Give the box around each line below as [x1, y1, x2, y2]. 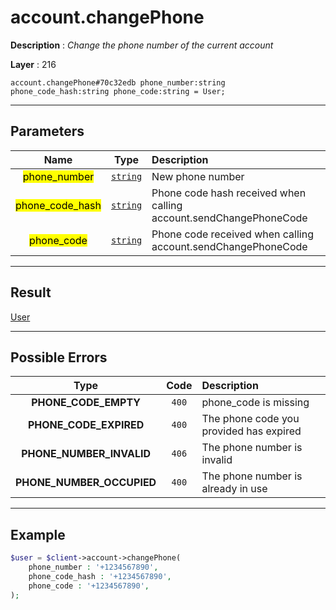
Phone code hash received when [151, 186, 307, 200]
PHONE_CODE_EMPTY [31, 396, 141, 410]
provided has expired [201, 424, 302, 438]
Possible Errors [10, 349, 108, 366]
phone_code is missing [201, 396, 310, 410]
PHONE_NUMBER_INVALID [21, 447, 152, 461]
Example [10, 526, 66, 543]
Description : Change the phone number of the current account [10, 39, 274, 51]
